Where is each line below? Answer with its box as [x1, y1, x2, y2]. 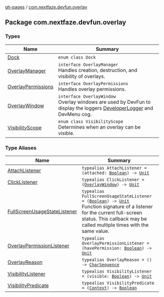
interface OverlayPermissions [58, 81, 128, 86]
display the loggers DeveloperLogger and [58, 105, 154, 112]
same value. [82, 228, 110, 234]
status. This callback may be [82, 215, 147, 222]
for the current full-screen [82, 209, 143, 216]
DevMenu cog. [58, 111, 92, 117]
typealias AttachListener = [82, 165, 147, 171]
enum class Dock [58, 54, 96, 60]
